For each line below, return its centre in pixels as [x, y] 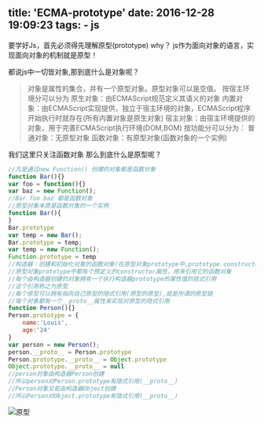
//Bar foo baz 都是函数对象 [50, 199]
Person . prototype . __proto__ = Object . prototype [88, 359]
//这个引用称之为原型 [38, 286]
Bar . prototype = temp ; [45, 242]
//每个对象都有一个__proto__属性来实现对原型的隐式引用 [89, 301]
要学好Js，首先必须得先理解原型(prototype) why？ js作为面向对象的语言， [128, 45]
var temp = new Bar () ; [45, 235]
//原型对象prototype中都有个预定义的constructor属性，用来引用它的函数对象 [120, 272]
